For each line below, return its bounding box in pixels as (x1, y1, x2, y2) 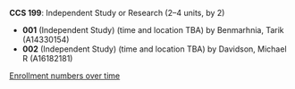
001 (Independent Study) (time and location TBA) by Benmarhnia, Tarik (21, 25, 284, 35)
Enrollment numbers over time (9, 70, 121, 81)
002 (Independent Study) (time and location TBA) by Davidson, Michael (21, 44, 288, 54)
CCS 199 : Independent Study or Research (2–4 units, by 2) (9, 8, 225, 18)
